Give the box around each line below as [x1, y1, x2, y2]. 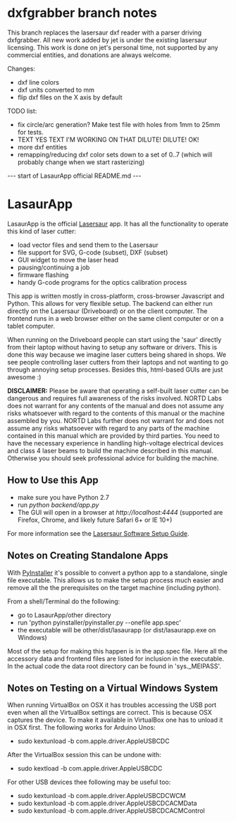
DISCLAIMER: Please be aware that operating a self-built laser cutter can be [7, 386, 229, 395]
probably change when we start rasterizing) [17, 157, 145, 166]
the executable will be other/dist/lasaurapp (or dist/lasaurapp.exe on [17, 625, 216, 634]
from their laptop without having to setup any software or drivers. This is [7, 343, 217, 351]
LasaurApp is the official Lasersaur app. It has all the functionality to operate [7, 219, 229, 228]
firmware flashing [17, 270, 69, 279]
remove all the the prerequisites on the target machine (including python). [7, 583, 221, 591]
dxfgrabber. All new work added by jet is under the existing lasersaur [7, 35, 208, 44]
